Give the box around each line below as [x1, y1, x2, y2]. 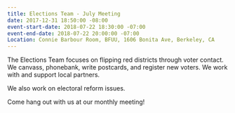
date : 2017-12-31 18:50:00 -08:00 [7, 17, 109, 24]
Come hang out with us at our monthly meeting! [7, 98, 145, 106]
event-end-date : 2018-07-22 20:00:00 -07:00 [7, 29, 140, 37]
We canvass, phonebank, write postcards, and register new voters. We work [7, 63, 228, 72]
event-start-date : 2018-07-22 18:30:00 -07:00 [7, 23, 146, 30]
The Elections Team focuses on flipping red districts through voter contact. [7, 55, 224, 64]
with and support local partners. [7, 71, 100, 79]
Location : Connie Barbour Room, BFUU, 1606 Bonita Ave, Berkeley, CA [7, 36, 215, 44]
